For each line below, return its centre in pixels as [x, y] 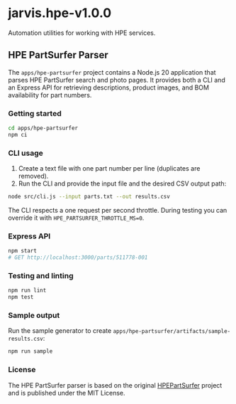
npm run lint [27, 291]
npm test [21, 297]
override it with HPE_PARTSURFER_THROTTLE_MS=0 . [76, 218]
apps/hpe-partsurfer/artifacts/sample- [172, 331]
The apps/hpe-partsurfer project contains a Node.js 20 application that [112, 72]
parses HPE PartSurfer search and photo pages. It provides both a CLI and [117, 80]
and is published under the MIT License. [67, 393]
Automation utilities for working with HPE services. [82, 33]
